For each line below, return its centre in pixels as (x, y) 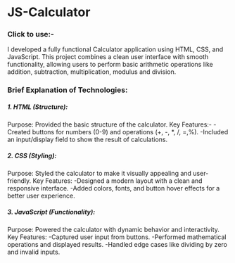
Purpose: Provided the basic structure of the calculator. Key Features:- (110, 124)
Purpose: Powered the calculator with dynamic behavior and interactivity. (114, 230)
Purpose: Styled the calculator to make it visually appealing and (100, 174)
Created (19, 132)
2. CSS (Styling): (32, 155)
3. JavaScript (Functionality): (51, 212)
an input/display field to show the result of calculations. (88, 140)
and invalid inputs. (34, 252)
